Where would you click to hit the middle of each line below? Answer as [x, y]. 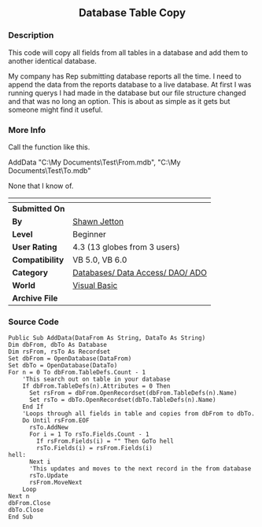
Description [31, 35]
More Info [27, 130]
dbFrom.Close [30, 503]
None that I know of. [41, 186]
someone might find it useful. [55, 109]
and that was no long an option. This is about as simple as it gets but [119, 101]
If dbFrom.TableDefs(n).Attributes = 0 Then [96, 386]
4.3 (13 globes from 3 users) [127, 247]
